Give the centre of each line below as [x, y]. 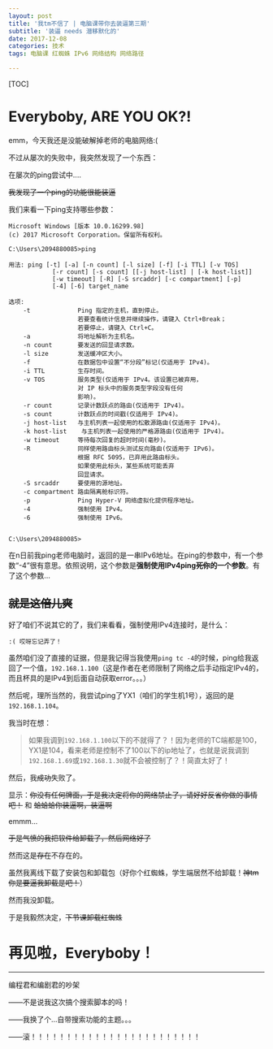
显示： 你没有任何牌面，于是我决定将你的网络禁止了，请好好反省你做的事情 [133, 795]
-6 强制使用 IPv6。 [75, 518]
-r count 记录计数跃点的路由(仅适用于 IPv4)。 [106, 405]
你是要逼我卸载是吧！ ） [48, 882]
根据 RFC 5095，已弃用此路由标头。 [130, 457]
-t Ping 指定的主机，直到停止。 [93, 310]
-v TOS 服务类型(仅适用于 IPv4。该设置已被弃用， [113, 379]
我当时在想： [30, 722]
